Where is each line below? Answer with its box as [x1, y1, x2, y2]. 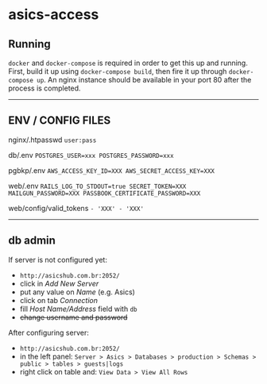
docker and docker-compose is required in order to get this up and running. [8, 58, 248, 67]
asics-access [8, 6, 99, 24]
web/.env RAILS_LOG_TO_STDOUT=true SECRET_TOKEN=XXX [8, 181, 187, 190]
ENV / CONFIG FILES [8, 113, 111, 128]
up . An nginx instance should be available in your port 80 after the [37, 75, 252, 84]
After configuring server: [8, 328, 89, 337]
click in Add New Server [19, 278, 99, 288]
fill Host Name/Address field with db [19, 304, 137, 313]
